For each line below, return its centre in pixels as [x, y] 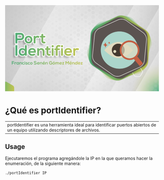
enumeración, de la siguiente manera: [43, 163]
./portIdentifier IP [26, 173]
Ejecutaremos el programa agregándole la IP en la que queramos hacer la [79, 159]
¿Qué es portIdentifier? [53, 111]
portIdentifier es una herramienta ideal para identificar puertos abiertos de [82, 125]
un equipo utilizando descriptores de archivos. [53, 130]
